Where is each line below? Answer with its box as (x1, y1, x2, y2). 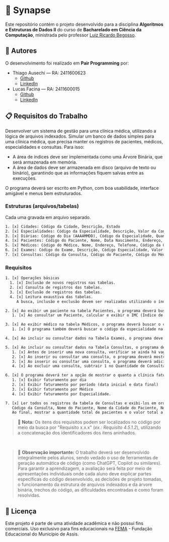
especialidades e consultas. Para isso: (5, 144, 84, 150)
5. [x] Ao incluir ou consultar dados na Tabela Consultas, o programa (5, 345, 158, 350)
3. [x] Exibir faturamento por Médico (12, 387, 94, 392)
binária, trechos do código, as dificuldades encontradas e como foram (17, 487, 163, 493)
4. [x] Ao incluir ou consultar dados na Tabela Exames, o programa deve (5, 336, 163, 341)
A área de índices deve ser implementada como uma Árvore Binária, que (12, 153, 163, 159)
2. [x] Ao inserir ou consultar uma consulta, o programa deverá (12, 354, 152, 359)
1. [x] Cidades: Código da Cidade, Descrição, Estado (5, 224, 121, 229)
